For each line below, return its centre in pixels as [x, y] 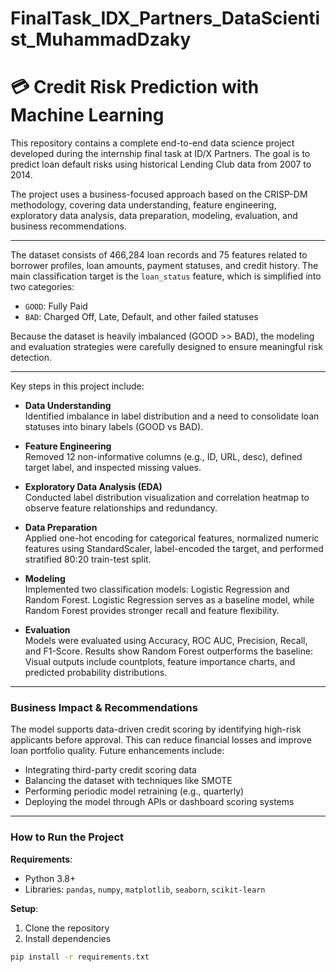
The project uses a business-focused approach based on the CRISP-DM [159, 194]
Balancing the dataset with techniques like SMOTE [128, 781]
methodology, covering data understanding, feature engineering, [143, 205]
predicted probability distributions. [96, 673]
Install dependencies [68, 938]
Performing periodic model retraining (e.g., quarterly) [134, 791]
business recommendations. [68, 226]
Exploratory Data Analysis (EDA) [93, 487]
